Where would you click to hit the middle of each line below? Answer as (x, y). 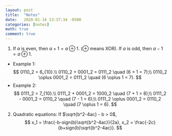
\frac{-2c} (145, 122)
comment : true (21, 34)
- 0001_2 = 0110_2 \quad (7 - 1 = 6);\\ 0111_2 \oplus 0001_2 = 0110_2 (90, 99)
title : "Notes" (23, 15)
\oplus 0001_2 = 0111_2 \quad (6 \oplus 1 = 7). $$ (90, 77)
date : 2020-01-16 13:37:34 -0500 (43, 20)
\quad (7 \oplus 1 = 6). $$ (90, 104)
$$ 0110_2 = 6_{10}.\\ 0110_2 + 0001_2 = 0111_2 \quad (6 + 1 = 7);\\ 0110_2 (90, 72)
